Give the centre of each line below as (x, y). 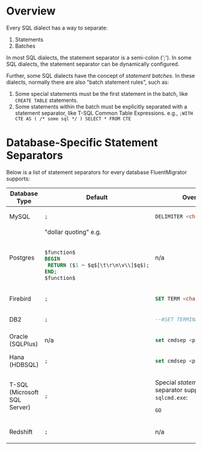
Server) (20, 407)
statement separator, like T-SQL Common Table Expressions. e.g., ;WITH (104, 113)
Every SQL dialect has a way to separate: (57, 28)
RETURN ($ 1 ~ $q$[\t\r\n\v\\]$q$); (99, 265)
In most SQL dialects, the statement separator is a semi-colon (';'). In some (99, 57)
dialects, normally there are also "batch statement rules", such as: (88, 82)
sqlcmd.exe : (172, 398)
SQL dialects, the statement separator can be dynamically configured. (93, 64)
